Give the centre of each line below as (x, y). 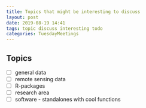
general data (31, 72)
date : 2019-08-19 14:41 (36, 23)
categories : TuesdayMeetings (42, 34)
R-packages (30, 86)
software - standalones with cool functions (68, 100)
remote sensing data (40, 79)
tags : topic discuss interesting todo (54, 28)
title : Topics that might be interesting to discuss (73, 12)
